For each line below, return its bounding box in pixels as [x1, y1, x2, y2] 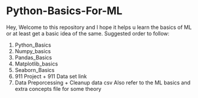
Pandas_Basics [14, 54, 52, 61]
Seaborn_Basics [14, 66, 55, 73]
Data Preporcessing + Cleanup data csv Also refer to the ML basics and [14, 79, 191, 86]
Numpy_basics [14, 47, 51, 54]
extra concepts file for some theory [14, 85, 102, 92]
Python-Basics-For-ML [6, 4, 123, 18]
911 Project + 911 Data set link [14, 73, 87, 80]
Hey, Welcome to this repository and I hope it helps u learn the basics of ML [6, 24, 192, 31]
